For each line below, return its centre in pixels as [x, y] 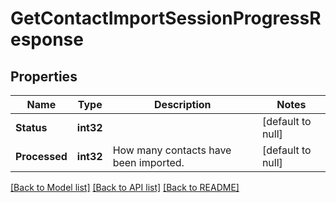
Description [183, 104]
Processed [41, 156]
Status [31, 127]
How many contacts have [172, 150]
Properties [44, 76]
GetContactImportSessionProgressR [166, 18]
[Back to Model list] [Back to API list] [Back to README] [125, 187]
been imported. [148, 162]
